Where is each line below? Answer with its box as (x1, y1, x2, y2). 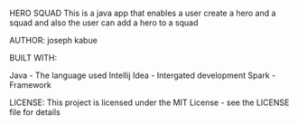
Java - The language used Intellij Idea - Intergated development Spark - (9, 70, 276, 81)
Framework (9, 80, 51, 90)
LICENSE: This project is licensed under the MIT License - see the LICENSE (9, 97, 290, 108)
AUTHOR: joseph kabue (9, 35, 98, 45)
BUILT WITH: (9, 53, 57, 62)
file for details (9, 107, 61, 117)
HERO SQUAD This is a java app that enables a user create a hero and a (9, 8, 276, 18)
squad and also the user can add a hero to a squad (9, 17, 199, 28)
